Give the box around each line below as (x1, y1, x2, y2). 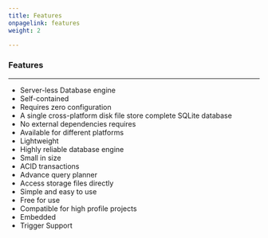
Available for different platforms (19, 127, 124, 137)
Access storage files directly (19, 178, 114, 188)
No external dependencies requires (19, 119, 136, 128)
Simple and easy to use (19, 186, 97, 196)
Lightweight (19, 136, 59, 146)
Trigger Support (19, 220, 73, 230)
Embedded (19, 212, 57, 221)
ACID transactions (19, 161, 80, 171)
